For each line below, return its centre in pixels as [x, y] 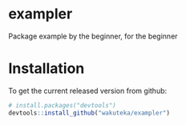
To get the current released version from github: [88, 91]
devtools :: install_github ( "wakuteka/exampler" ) [89, 113]
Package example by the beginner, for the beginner [93, 36]
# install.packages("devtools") [62, 105]
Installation [46, 69]
